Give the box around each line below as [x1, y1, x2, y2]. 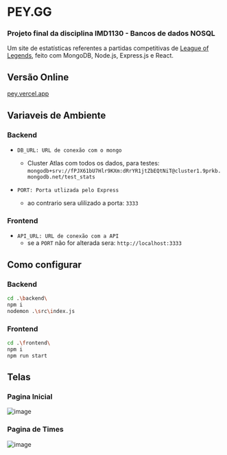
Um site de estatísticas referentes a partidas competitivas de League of [7, 44, 209, 52]
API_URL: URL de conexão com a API [16, 233, 119, 240]
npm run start [7, 352, 48, 359]
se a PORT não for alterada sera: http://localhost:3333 [27, 239, 182, 247]
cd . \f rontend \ [7, 339, 51, 347]
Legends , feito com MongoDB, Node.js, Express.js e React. [7, 51, 174, 60]
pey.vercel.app [7, 90, 49, 98]
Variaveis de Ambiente [7, 109, 106, 121]
